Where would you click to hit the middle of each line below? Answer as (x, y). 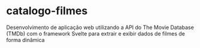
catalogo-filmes (47, 11)
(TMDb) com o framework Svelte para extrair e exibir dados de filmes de (96, 33)
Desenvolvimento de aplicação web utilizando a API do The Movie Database (100, 27)
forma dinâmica (25, 40)
